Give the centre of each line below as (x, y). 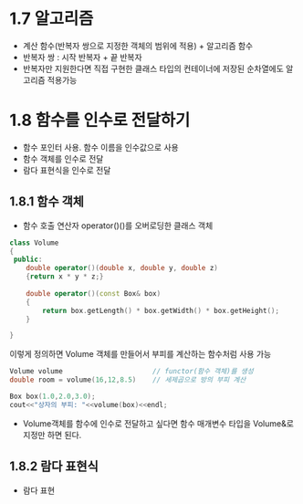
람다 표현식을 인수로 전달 (67, 170)
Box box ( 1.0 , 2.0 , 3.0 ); (52, 397)
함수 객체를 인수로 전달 (63, 158)
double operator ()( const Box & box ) (94, 293)
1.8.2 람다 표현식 (54, 467)
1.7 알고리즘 (52, 19)
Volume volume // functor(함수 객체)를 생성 (131, 372)
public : (28, 260)
